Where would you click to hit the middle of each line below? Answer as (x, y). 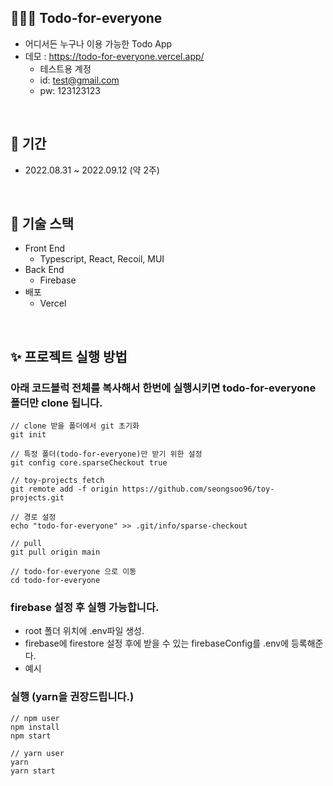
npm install (35, 727)
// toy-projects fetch (57, 481)
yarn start (33, 771)
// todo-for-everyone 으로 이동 (73, 572)
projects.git (37, 498)
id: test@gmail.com (79, 80)
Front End (45, 248)
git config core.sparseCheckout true (89, 463)
